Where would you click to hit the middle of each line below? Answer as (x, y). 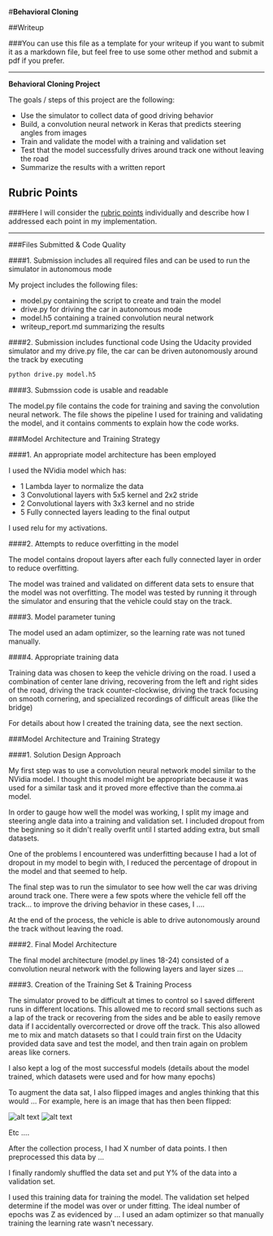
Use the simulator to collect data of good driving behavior (117, 116)
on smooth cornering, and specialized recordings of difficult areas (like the (133, 698)
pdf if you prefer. (37, 61)
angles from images (53, 133)
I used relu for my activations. (58, 527)
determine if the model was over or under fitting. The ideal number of (125, 1205)
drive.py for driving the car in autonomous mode (101, 309)
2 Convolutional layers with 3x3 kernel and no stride (107, 503)
